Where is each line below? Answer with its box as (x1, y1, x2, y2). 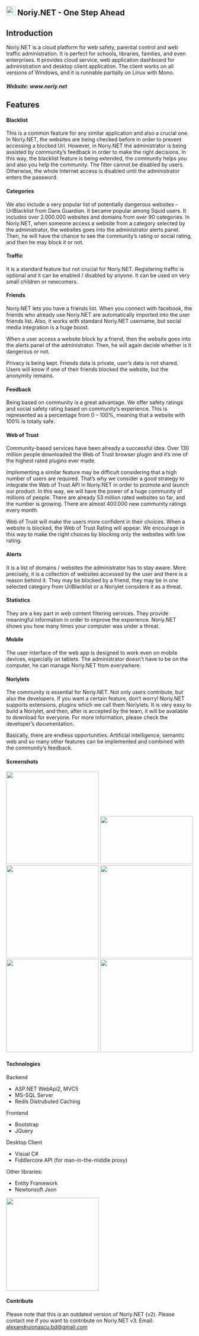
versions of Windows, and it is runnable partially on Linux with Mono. (6, 69, 175, 76)
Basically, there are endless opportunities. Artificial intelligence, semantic (6, 732, 185, 739)
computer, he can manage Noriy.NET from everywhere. (6, 662, 141, 669)
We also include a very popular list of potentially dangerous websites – (6, 200, 178, 208)
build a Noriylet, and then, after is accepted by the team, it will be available (6, 708, 188, 715)
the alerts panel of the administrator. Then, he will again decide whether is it (6, 342, 191, 348)
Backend (6, 1073, 28, 1080)
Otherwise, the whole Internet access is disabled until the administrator (6, 168, 180, 175)
